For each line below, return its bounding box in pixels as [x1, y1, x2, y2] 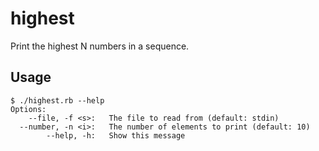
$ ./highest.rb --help [10, 95, 105, 106]
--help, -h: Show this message [46, 130, 186, 141]
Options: [10, 104, 47, 114]
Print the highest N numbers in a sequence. [10, 40, 190, 52]
